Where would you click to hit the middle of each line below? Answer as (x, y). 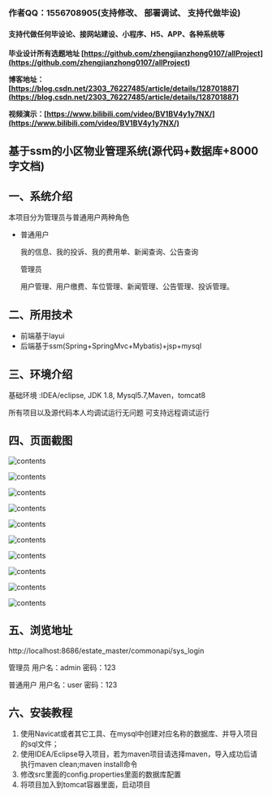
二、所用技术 (41, 315)
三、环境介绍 (41, 374)
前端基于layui (42, 336)
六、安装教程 (41, 713)
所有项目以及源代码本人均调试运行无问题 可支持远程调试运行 (109, 412)
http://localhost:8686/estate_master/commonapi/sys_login (106, 650)
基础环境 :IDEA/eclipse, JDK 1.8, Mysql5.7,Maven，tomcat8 (107, 395)
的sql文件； (39, 744)
